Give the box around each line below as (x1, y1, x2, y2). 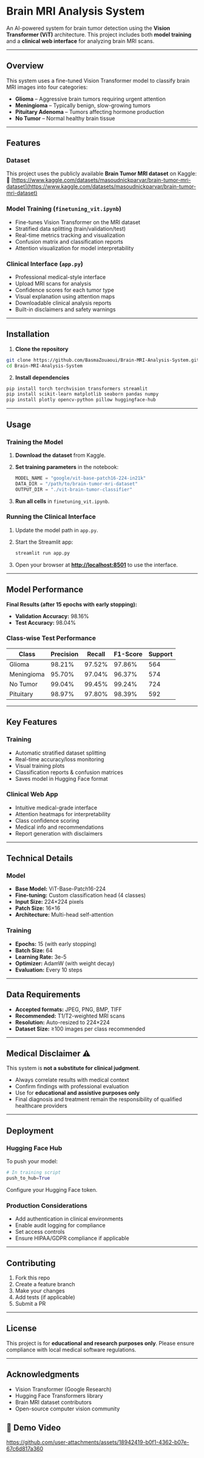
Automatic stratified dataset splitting (15, 749, 106, 756)
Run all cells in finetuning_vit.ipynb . (15, 498, 110, 505)
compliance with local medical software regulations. (6, 1346, 137, 1353)
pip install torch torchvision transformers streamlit (6, 386, 148, 392)
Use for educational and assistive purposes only (15, 1089, 140, 1097)
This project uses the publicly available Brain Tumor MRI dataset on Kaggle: (6, 170, 197, 177)
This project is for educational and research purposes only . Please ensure (6, 1339, 194, 1347)
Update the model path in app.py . (15, 526, 98, 534)
